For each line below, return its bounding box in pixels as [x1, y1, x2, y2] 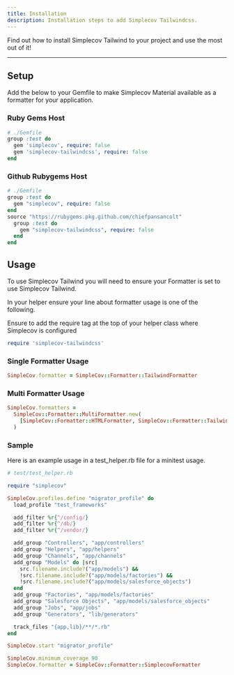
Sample [7, 440, 33, 450]
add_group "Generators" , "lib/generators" [13, 611, 139, 618]
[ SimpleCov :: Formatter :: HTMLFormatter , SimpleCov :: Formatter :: [19, 418, 208, 425]
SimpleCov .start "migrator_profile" [7, 642, 114, 649]
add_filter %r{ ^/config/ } [13, 514, 89, 521]
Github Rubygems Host [7, 172, 88, 181]
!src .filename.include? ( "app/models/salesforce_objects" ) [19, 578, 192, 586]
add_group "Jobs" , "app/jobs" [13, 604, 101, 611]
